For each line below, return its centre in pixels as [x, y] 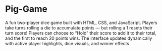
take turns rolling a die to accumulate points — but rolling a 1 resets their [79, 27]
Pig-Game [27, 9]
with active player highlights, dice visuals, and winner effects [67, 43]
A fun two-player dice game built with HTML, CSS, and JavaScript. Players [81, 23]
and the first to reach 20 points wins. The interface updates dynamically [79, 38]
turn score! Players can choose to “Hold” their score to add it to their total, [81, 33]
